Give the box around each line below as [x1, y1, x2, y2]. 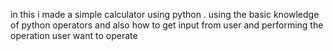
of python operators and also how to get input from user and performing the [10, 19, 324, 31]
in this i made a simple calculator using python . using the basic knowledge [10, 9, 320, 20]
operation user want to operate [10, 30, 138, 41]
